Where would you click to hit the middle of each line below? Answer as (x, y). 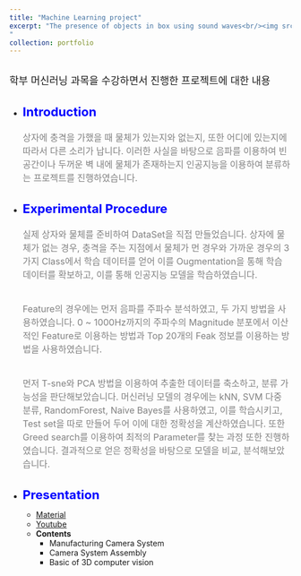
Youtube (51, 524)
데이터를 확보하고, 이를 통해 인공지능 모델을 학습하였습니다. (140, 275)
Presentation (61, 495)
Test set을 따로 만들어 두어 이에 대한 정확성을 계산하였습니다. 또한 (154, 424)
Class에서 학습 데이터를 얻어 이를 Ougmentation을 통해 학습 (162, 262)
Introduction (59, 112)
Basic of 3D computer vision (101, 563)
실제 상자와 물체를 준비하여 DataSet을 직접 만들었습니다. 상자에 (148, 235)
